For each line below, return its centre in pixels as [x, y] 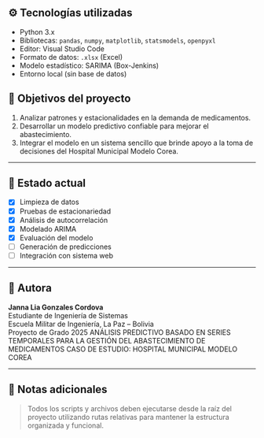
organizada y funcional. [66, 425]
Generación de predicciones [65, 247]
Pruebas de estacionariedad [65, 211]
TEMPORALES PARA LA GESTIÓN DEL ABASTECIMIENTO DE [107, 340]
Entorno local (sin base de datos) [73, 73]
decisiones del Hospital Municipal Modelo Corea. [99, 151]
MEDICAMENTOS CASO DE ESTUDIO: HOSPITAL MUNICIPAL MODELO [123, 349]
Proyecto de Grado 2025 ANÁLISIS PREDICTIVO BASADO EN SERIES [119, 332]
